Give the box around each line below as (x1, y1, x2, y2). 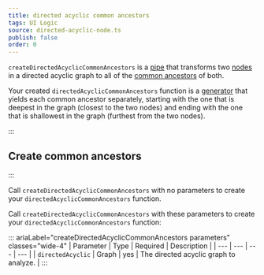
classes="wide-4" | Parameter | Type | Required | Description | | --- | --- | (8, 241, 248, 251)
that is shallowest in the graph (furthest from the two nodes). (8, 111, 206, 121)
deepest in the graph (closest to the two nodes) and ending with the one (8, 103, 243, 113)
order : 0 (8, 41, 37, 49)
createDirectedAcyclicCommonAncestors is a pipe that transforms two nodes (8, 62, 252, 72)
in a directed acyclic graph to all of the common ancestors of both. (8, 71, 225, 80)
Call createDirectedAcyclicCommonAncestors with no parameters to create (8, 185, 246, 195)
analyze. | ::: (8, 258, 48, 267)
